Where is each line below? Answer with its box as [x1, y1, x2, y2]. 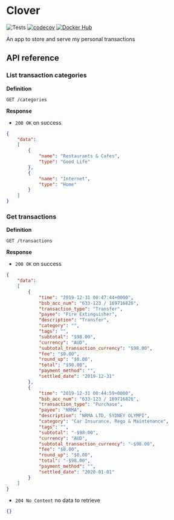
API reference [6, 53, 59, 64]
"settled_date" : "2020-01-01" [38, 469, 115, 475]
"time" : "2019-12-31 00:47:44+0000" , [38, 294, 134, 300]
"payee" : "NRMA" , [38, 407, 83, 413]
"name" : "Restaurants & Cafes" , [38, 153, 120, 159]
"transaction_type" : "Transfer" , [38, 306, 123, 312]
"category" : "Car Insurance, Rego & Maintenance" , [38, 418, 169, 424]
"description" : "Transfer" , [38, 317, 110, 323]
